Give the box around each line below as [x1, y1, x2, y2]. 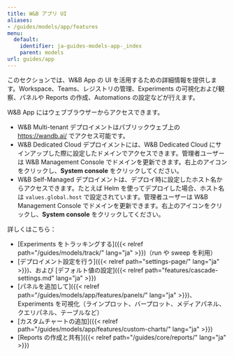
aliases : [7, 17, 33, 24]
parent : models [20, 50, 64, 57]
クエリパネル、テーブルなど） [17, 308, 103, 316]
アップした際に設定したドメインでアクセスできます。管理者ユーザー [29, 149, 225, 157]
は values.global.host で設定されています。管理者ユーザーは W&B [17, 193, 208, 201]
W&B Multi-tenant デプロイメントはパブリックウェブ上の [17, 123, 180, 131]
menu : [7, 29, 23, 37]
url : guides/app [7, 56, 54, 63]
